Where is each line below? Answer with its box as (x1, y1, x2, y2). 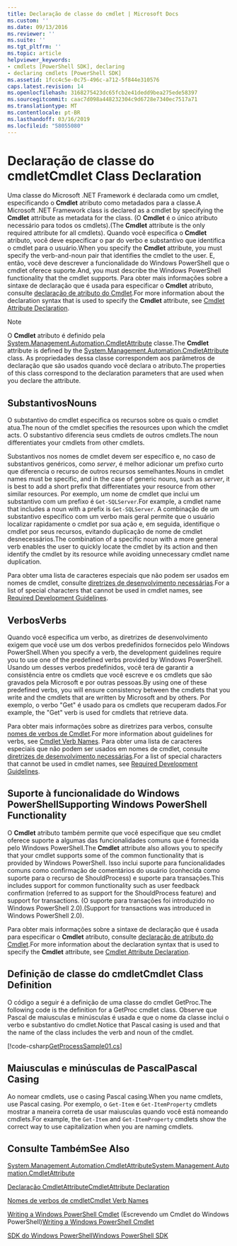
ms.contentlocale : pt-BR (7, 109, 81, 116)
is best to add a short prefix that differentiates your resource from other (7, 482, 216, 491)
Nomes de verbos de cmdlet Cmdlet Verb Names (7, 1196, 149, 1205)
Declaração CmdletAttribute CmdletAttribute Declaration (7, 1183, 170, 1191)
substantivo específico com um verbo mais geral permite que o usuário (7, 513, 215, 521)
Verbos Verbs (7, 614, 67, 627)
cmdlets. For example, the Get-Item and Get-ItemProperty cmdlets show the (7, 1114, 226, 1123)
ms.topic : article (7, 50, 62, 57)
